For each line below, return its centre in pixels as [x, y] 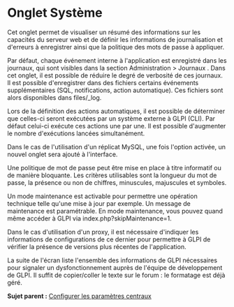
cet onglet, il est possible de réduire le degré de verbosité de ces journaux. [115, 75]
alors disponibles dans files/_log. [54, 97]
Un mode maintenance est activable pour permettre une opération [102, 196]
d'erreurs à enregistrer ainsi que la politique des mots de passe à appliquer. [116, 47]
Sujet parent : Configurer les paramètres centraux [79, 296]
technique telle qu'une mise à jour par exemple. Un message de [99, 203]
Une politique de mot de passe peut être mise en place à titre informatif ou [114, 167]
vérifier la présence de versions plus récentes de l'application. [97, 246]
